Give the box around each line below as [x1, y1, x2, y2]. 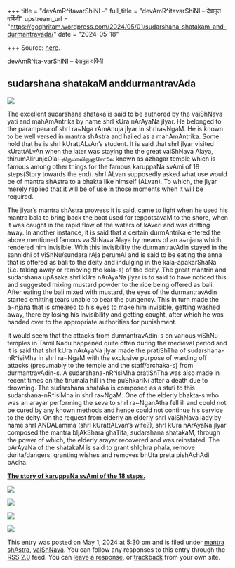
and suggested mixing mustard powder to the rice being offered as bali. [7, 280, 215, 289]
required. [7, 192, 34, 200]
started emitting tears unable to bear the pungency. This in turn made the [7, 295, 220, 303]
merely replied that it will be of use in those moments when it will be [7, 185, 203, 193]
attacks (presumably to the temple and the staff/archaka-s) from [7, 361, 194, 369]
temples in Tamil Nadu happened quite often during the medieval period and [7, 338, 227, 347]
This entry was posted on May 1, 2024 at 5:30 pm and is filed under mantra [7, 538, 225, 546]
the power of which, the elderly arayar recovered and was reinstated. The [7, 435, 220, 444]
